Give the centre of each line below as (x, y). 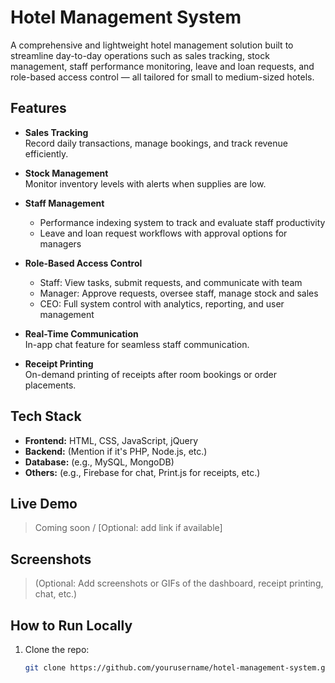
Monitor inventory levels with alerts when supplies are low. (145, 183)
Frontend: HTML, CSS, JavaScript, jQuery (111, 440)
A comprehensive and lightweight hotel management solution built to (152, 45)
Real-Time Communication (81, 333)
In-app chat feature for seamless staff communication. (137, 344)
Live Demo (44, 503)
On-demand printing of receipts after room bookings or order (150, 374)
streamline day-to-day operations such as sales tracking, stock (140, 55)
